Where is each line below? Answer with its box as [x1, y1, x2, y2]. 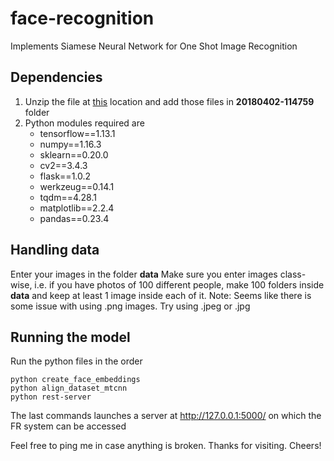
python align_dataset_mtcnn [10, 383, 128, 394]
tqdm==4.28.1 [39, 191, 97, 203]
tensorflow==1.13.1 [39, 127, 116, 139]
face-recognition [10, 7, 155, 30]
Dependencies [10, 69, 103, 86]
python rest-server [10, 392, 92, 402]
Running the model [10, 328, 131, 346]
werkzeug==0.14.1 [39, 180, 115, 192]
